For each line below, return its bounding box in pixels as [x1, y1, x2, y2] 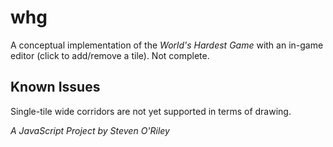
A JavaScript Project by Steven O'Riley [10, 124, 170, 136]
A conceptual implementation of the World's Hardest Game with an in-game [10, 39, 324, 51]
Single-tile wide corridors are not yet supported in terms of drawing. [10, 105, 292, 117]
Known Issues [10, 79, 101, 96]
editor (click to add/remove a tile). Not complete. [10, 49, 210, 61]
